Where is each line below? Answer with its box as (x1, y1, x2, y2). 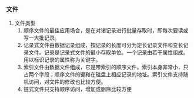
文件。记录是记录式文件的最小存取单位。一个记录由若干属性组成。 (28, 49, 189, 56)
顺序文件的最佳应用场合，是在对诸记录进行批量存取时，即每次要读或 (23, 27, 189, 34)
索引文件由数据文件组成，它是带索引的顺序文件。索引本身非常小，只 (23, 63, 189, 71)
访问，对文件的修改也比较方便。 (28, 78, 106, 86)
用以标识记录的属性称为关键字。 (23, 56, 101, 63)
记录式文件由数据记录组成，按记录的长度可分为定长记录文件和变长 (23, 42, 183, 49)
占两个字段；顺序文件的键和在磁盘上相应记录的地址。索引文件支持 (23, 71, 183, 78)
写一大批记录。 (23, 34, 60, 42)
